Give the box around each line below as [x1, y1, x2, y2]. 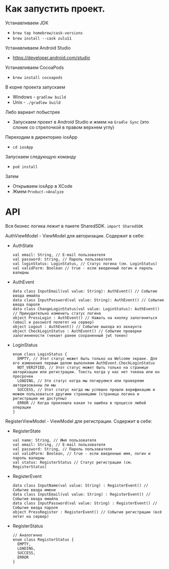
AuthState [12, 242, 34, 249]
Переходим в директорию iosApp [5, 134, 78, 140]
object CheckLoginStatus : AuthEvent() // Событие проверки [12, 329, 142, 334]
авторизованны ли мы [12, 383, 56, 388]
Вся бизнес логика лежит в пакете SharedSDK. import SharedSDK [5, 223, 143, 229]
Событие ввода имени [12, 487, 56, 493]
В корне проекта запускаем [5, 84, 66, 90]
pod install [12, 164, 38, 170]
